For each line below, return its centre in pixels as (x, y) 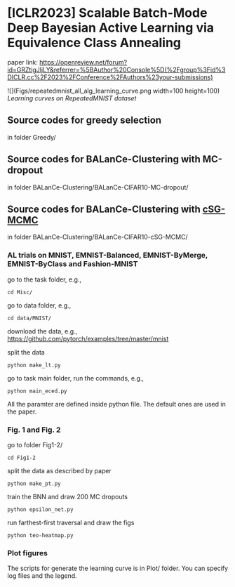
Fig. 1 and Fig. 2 (34, 430)
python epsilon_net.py (40, 509)
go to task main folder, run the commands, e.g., (76, 378)
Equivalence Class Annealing (94, 43)
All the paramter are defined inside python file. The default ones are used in (116, 404)
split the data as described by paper (60, 470)
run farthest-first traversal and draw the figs (71, 522)
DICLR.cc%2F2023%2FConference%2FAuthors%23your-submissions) (110, 77)
